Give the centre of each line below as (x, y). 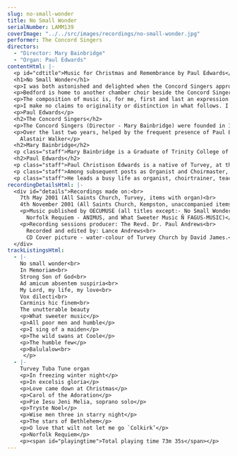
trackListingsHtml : (36, 251)
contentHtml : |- (31, 66)
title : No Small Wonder (42, 21)
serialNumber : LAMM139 (41, 27)
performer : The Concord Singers (55, 40)
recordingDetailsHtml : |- (45, 185)
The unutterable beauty (55, 310)
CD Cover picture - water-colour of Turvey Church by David (116, 238)
